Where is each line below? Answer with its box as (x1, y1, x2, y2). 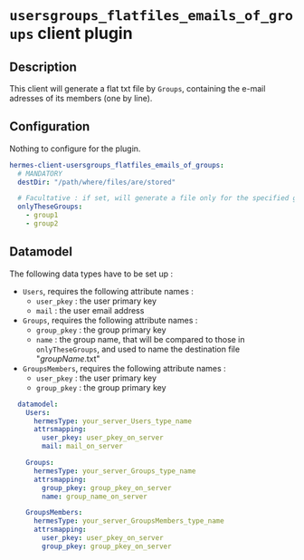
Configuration (9, 119, 90, 134)
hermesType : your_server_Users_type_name (33, 416, 193, 426)
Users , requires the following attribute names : (22, 285, 195, 296)
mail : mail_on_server (42, 442, 124, 451)
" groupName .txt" (35, 352, 101, 364)
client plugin (37, 24, 133, 43)
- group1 (25, 211, 59, 220)
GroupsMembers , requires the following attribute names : (22, 362, 226, 373)
